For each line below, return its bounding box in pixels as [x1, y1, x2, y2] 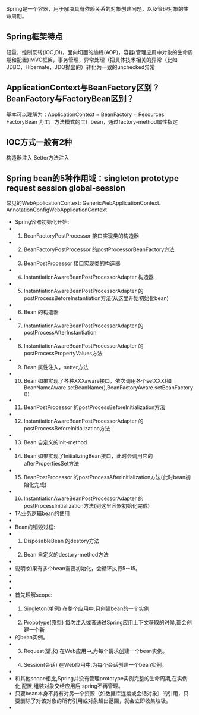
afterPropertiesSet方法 [23, 460, 80, 467]
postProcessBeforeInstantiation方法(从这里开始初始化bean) [23, 295, 169, 302]
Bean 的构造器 [23, 308, 59, 316]
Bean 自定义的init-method [23, 439, 87, 446]
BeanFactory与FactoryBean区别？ [6, 94, 135, 104]
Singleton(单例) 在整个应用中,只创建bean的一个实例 [23, 605, 150, 612]
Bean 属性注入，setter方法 [23, 364, 89, 371]
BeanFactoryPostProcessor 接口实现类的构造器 [23, 232, 140, 239]
